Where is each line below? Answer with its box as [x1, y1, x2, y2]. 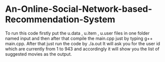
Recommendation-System [5, 14, 116, 25]
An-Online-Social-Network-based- [5, 3, 152, 15]
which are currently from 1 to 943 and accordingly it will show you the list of [5, 46, 160, 52]
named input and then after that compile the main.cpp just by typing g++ [5, 35, 153, 41]
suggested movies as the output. [5, 51, 72, 57]
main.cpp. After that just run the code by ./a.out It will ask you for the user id [5, 40, 161, 46]
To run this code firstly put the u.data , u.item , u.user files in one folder [5, 30, 150, 36]
